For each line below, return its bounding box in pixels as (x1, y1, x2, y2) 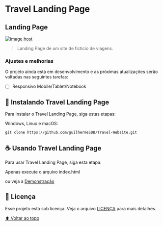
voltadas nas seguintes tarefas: (5, 74, 69, 80)
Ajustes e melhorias (5, 57, 54, 64)
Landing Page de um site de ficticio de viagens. (17, 46, 113, 51)
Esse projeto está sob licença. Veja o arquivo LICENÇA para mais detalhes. (5, 205, 157, 211)
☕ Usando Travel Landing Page (5, 144, 102, 152)
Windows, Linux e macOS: (5, 121, 58, 126)
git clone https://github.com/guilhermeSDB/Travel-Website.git (5, 130, 137, 135)
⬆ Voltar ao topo (5, 215, 40, 221)
